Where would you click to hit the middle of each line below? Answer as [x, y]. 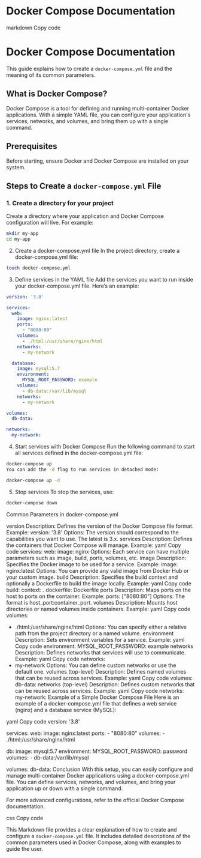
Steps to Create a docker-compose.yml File [84, 186]
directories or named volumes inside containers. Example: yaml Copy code [98, 609]
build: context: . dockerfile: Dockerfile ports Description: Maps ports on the [99, 590]
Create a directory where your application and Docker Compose [85, 216]
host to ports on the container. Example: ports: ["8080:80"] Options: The [96, 596]
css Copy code [25, 818]
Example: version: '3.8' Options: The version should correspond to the [93, 532]
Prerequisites [32, 146]
